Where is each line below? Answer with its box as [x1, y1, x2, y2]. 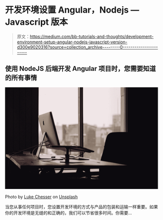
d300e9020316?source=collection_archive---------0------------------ [16, 44, 158, 50]
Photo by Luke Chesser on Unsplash [5, 194, 78, 200]
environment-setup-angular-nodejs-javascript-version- [16, 39, 128, 45]
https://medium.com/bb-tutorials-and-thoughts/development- [30, 34, 154, 39]
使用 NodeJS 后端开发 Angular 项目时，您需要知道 [5, 65, 156, 73]
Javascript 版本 [5, 17, 68, 28]
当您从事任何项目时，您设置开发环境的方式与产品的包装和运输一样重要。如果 [5, 204, 158, 210]
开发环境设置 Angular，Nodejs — [5, 4, 140, 16]
